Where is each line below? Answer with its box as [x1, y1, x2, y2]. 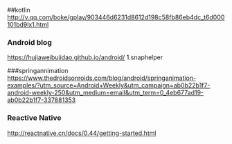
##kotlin [7, 6, 31, 14]
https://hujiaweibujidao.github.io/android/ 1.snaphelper [7, 53, 163, 61]
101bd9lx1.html [7, 21, 49, 28]
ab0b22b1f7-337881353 [7, 96, 76, 104]
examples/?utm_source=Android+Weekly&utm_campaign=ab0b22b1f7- [7, 81, 211, 90]
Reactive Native [7, 113, 62, 123]
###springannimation [7, 67, 69, 75]
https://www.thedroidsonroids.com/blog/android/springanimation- [7, 74, 196, 82]
